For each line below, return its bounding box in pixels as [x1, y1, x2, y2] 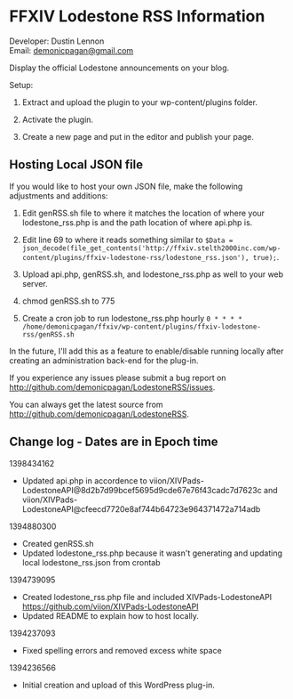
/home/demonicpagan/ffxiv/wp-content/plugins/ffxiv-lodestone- [21, 322, 262, 331]
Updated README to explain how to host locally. [21, 610, 200, 621]
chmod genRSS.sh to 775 [21, 296, 115, 306]
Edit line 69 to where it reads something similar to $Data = [21, 234, 234, 245]
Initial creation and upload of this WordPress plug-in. [21, 679, 215, 690]
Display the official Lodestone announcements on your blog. [9, 62, 230, 73]
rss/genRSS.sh [21, 329, 75, 339]
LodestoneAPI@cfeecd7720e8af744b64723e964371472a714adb [21, 503, 261, 514]
